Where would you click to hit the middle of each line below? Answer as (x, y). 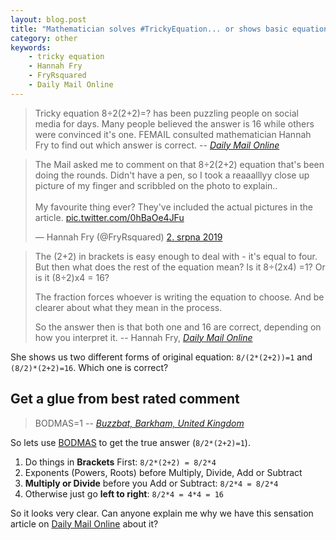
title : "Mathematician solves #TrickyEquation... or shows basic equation (169, 29)
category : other (44, 38)
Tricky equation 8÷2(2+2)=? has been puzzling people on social (166, 113)
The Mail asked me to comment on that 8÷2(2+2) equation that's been (179, 164)
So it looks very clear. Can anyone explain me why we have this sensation (162, 513)
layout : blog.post (48, 19)
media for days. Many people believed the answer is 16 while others (174, 123)
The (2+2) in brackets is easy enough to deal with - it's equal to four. (176, 256)
